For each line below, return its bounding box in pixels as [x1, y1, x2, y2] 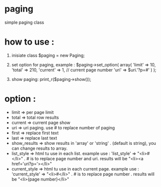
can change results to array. [11, 145, 68, 151]
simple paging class [4, 19, 44, 25]
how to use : [4, 36, 55, 47]
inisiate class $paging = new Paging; [11, 52, 85, 58]
